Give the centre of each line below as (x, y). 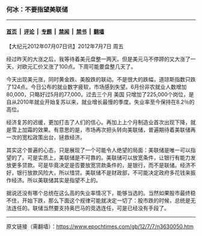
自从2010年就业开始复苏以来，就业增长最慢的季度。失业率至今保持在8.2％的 (100, 102)
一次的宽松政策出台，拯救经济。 (46, 137)
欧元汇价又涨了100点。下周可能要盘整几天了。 (79, 66)
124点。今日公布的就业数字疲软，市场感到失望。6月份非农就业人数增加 (99, 87)
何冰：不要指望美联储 (37, 9)
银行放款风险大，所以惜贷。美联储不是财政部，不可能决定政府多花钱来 (103, 172)
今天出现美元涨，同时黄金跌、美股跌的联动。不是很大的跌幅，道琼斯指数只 (98, 79)
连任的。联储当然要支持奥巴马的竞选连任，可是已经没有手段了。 (90, 208)
